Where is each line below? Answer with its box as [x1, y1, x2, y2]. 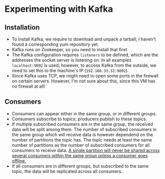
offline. [11, 158, 27, 164]
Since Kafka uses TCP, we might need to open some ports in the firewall [11, 73, 159, 78]
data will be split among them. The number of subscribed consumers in [11, 126, 157, 132]
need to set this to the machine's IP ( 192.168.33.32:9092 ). [11, 68, 129, 73]
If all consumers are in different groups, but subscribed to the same [11, 163, 149, 169]
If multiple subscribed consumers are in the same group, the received [11, 121, 153, 127]
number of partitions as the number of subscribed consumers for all [11, 142, 150, 148]
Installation [4, 23, 40, 32]
